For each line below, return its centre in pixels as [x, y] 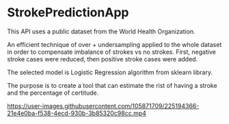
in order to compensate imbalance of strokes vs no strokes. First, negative [112, 52]
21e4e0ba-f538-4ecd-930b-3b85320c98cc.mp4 [77, 113]
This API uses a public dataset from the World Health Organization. [102, 31]
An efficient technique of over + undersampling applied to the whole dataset [114, 44]
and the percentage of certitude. [53, 93]
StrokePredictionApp [68, 13]
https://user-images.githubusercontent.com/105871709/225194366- [103, 106]
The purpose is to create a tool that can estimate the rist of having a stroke [112, 85]
